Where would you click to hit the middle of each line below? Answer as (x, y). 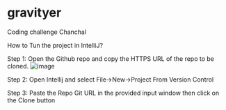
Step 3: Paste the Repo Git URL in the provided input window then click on (113, 93)
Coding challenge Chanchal (47, 32)
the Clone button (31, 100)
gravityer (34, 13)
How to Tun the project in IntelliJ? (55, 45)
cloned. (18, 66)
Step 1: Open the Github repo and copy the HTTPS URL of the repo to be (111, 58)
